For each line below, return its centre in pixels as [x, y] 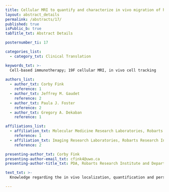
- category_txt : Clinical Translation [51, 56]
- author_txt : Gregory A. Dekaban [46, 112]
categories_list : [23, 52]
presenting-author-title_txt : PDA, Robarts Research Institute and [77, 164]
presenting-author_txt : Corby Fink [43, 154]
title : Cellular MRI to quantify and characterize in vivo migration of [83, 10]
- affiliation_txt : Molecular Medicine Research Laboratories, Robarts [87, 131]
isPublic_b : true [23, 29]
